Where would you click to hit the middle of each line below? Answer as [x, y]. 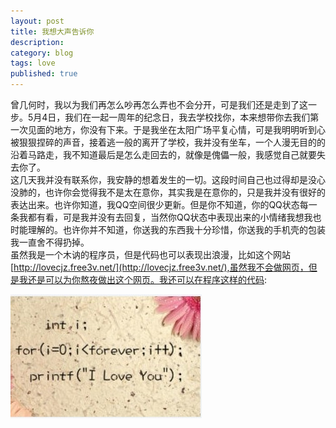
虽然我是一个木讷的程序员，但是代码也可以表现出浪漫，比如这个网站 [150, 254]
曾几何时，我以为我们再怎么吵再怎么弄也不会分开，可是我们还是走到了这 [159, 104]
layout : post [37, 21]
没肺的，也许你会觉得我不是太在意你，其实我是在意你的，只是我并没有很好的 [168, 192]
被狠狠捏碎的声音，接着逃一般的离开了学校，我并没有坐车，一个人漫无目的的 [168, 142]
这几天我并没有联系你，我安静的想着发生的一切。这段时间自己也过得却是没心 [168, 179]
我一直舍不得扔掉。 [50, 242]
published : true [44, 74]
